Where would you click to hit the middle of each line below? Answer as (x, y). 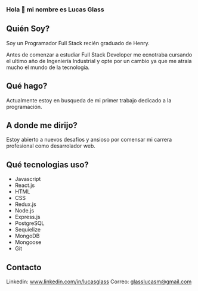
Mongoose (28, 242)
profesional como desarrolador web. (51, 146)
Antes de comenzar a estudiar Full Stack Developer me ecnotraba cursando (99, 54)
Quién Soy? (28, 29)
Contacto (24, 267)
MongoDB (27, 236)
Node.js (24, 211)
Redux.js (26, 204)
